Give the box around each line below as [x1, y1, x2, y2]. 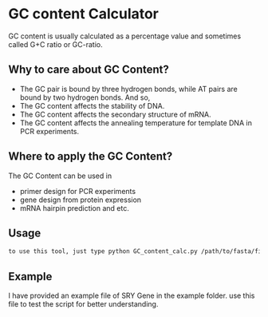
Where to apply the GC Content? [8, 149, 173, 164]
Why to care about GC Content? [8, 63, 170, 77]
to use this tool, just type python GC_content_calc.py [8, 248, 198, 256]
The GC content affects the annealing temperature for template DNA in [19, 117, 253, 128]
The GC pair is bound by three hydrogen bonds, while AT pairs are [19, 84, 238, 93]
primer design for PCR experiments [19, 186, 136, 196]
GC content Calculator [8, 5, 160, 23]
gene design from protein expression [19, 195, 142, 204]
